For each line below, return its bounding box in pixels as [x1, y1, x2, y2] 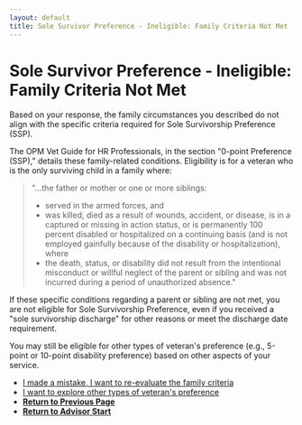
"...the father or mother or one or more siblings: [31, 182, 207, 194]
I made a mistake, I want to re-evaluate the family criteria [22, 377, 234, 388]
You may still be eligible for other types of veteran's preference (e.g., [9, 340, 266, 352]
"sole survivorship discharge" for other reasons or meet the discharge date [9, 313, 288, 325]
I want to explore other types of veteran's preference [22, 387, 219, 398]
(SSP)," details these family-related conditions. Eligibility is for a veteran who [9, 155, 294, 167]
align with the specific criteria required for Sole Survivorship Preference [9, 119, 276, 130]
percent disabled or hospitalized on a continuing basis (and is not [44, 229, 288, 240]
